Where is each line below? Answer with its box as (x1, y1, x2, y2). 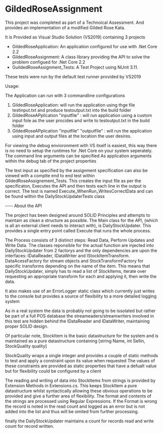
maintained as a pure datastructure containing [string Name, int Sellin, (5, 338, 145, 344)
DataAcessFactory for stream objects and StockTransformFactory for (5, 258, 144, 264)
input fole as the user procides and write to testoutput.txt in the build (12, 117, 150, 123)
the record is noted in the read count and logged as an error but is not (5, 403, 145, 409)
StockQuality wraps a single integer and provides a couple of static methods (5, 352, 158, 358)
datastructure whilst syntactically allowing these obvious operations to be (5, 388, 153, 394)
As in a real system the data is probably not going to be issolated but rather (5, 308, 156, 314)
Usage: (5, 83, 19, 89)
